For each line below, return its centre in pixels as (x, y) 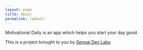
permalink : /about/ (25, 19)
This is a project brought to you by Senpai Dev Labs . (59, 42)
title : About (19, 14)
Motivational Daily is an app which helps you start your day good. (72, 33)
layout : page (19, 10)
